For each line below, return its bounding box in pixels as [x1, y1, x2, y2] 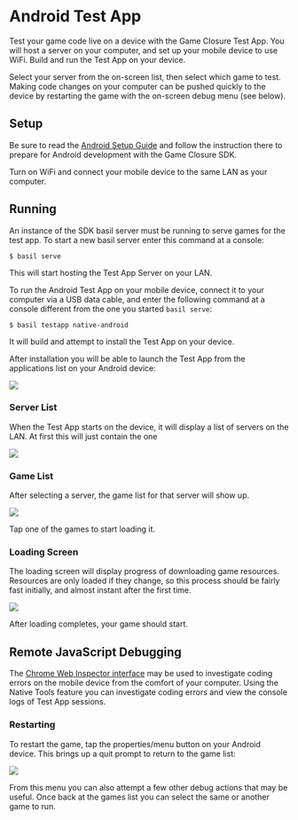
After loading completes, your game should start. [9, 619, 188, 629]
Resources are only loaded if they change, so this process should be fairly [9, 575, 280, 587]
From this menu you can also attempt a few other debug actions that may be [9, 782, 288, 792]
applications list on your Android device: [9, 362, 157, 374]
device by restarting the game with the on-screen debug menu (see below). [9, 91, 286, 101]
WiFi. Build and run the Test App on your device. [9, 54, 186, 65]
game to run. [9, 800, 56, 811]
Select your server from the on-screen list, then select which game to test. [9, 71, 281, 82]
